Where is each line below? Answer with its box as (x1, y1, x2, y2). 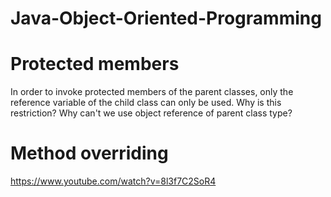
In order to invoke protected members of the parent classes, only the (10, 86, 294, 98)
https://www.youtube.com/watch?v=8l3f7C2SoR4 (10, 175, 217, 187)
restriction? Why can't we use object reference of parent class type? (10, 107, 293, 119)
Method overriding (10, 142, 169, 165)
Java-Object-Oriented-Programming (10, 7, 322, 30)
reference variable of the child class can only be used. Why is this (10, 97, 282, 109)
